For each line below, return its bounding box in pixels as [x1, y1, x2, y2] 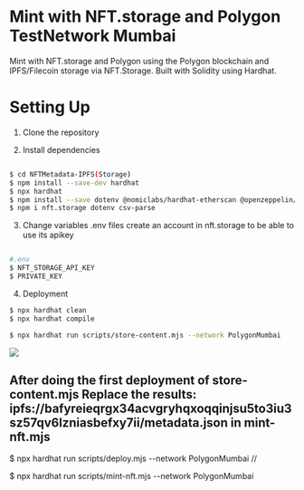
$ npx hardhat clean [9, 305, 88, 314]
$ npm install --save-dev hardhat [9, 178, 140, 187]
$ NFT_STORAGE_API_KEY [9, 264, 95, 273]
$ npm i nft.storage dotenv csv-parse [9, 204, 156, 213]
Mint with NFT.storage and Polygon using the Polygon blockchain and [9, 55, 270, 66]
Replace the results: [81, 387, 197, 402]
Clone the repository [22, 127, 100, 138]
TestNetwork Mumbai [9, 25, 176, 46]
